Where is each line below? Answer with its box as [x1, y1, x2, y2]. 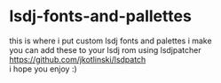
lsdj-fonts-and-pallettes [9, 6, 193, 26]
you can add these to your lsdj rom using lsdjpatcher [9, 44, 201, 55]
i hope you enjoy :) [9, 64, 77, 74]
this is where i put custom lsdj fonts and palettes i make [9, 35, 212, 46]
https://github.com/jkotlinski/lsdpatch [9, 54, 146, 64]
